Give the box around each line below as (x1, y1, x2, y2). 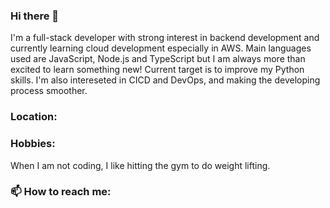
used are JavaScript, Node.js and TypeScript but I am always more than (10, 53, 306, 65)
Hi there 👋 (10, 9, 60, 23)
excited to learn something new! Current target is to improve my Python (10, 64, 305, 76)
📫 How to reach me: (10, 185, 112, 199)
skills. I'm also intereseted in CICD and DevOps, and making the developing (10, 74, 321, 86)
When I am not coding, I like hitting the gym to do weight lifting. (10, 159, 271, 171)
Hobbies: (10, 137, 56, 151)
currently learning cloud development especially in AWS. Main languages (10, 42, 312, 54)
